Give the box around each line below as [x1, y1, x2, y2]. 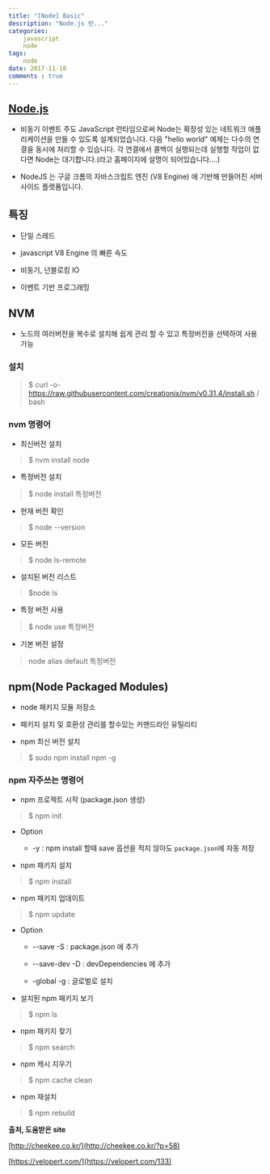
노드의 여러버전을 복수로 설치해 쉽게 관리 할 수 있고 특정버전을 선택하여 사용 [19, 329, 258, 339]
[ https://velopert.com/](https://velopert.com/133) [8, 1156, 172, 1166]
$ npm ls [27, 1009, 58, 1019]
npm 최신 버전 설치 [19, 737, 81, 746]
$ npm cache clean [27, 1075, 93, 1084]
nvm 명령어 [8, 419, 51, 430]
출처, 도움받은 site [8, 1125, 66, 1134]
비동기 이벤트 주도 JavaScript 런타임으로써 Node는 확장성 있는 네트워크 [19, 125, 247, 134]
